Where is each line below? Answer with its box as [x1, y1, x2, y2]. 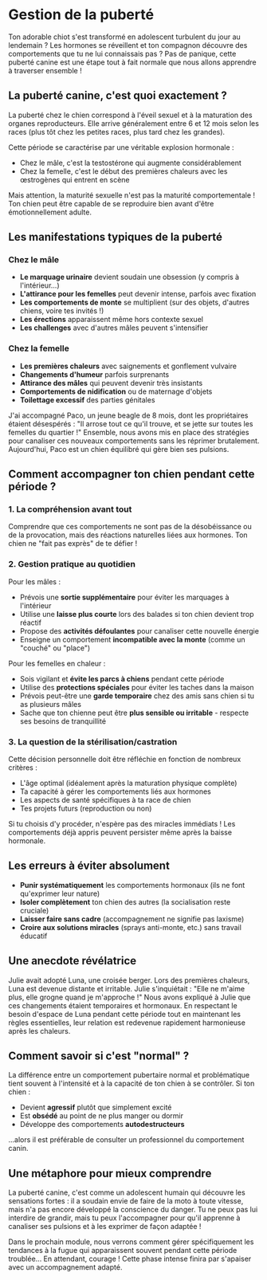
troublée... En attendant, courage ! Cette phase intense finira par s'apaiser [8, 1254, 252, 1264]
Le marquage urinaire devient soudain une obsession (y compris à [19, 273, 240, 282]
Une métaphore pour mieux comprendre [8, 1166, 212, 1180]
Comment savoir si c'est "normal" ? [8, 1050, 190, 1063]
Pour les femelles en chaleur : [8, 658, 106, 668]
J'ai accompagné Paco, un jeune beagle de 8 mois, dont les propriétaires [8, 410, 249, 420]
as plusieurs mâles [19, 699, 82, 709]
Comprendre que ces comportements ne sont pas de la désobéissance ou [8, 522, 253, 532]
